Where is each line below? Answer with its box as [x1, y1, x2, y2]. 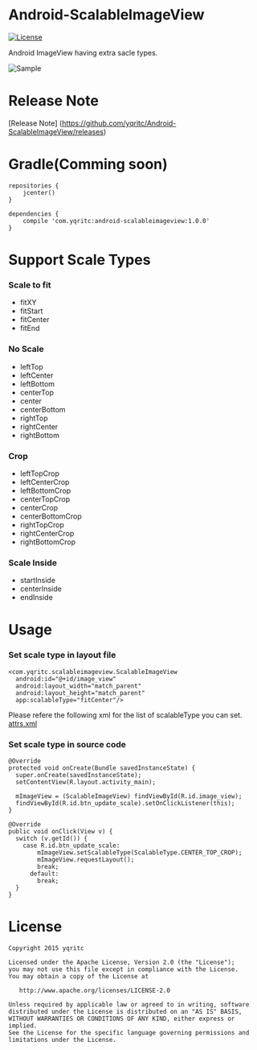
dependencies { [8, 209, 59, 218]
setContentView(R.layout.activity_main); [15, 778, 157, 786]
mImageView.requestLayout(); [37, 855, 135, 863]
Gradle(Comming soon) [8, 155, 169, 174]
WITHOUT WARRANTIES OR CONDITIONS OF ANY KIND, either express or [8, 1015, 235, 1023]
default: [29, 870, 59, 878]
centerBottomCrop [19, 511, 82, 521]
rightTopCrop [19, 519, 64, 529]
